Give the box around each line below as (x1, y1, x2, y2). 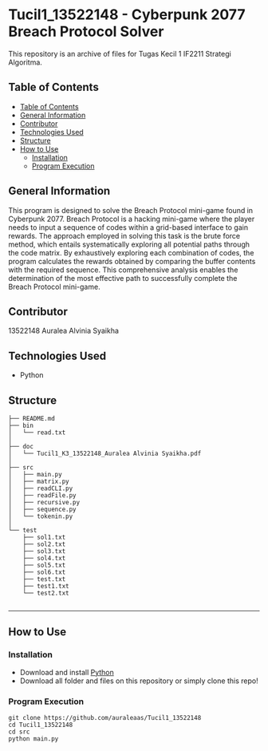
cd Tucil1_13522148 (8, 721, 73, 729)
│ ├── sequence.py (8, 505, 77, 513)
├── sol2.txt (22, 540, 66, 548)
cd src (8, 728, 30, 736)
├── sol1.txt (22, 533, 66, 541)
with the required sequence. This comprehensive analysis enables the (8, 265, 238, 275)
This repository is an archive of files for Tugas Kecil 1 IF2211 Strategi (8, 49, 231, 58)
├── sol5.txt (22, 561, 66, 569)
